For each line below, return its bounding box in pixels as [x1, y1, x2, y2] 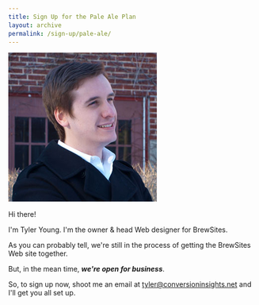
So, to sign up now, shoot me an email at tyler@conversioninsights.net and [8, 280, 252, 289]
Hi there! [8, 210, 36, 219]
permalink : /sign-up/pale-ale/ [8, 29, 112, 37]
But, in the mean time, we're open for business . [8, 264, 165, 274]
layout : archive [8, 21, 62, 29]
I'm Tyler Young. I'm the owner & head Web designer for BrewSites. [8, 225, 228, 234]
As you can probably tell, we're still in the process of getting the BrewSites [8, 241, 251, 250]
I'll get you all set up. [8, 288, 76, 298]
